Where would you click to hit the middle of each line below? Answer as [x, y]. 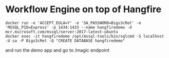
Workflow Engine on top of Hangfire [83, 9]
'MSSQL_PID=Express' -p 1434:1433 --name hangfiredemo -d [69, 27]
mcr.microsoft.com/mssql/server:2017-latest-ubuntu [62, 32]
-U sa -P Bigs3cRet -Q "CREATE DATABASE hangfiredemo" [65, 41]
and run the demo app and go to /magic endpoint [57, 50]
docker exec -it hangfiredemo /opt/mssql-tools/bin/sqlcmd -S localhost [85, 36]
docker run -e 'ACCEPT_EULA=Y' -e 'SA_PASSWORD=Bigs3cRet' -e [73, 23]
